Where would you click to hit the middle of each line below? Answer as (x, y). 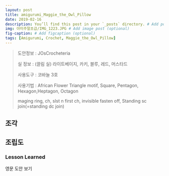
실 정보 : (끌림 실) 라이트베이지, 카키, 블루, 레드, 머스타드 (72, 64)
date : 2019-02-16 (23, 19)
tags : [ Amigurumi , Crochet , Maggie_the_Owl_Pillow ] (60, 38)
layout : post (19, 10)
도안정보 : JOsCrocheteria (44, 53)
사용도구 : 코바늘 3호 (38, 74)
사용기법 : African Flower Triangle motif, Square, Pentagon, (78, 85)
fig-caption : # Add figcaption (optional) (50, 33)
